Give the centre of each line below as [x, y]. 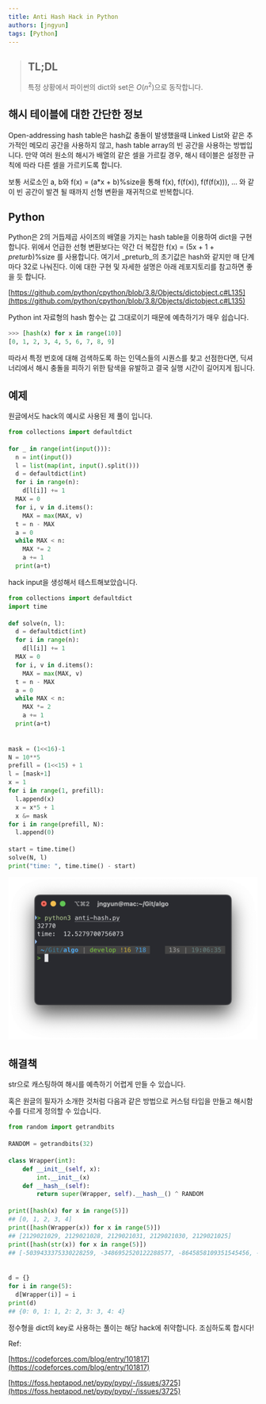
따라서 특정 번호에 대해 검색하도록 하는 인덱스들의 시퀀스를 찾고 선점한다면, [123, 358]
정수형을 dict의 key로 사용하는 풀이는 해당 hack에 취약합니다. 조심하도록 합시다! [131, 1327]
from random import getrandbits [61, 1127]
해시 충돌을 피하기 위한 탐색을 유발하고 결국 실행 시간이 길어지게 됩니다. [145, 368]
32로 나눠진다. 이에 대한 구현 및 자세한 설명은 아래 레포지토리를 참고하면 [133, 267]
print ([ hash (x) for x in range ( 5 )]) [68, 1211]
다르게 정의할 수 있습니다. [62, 1111]
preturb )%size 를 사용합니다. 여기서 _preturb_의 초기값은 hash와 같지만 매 [124, 257]
